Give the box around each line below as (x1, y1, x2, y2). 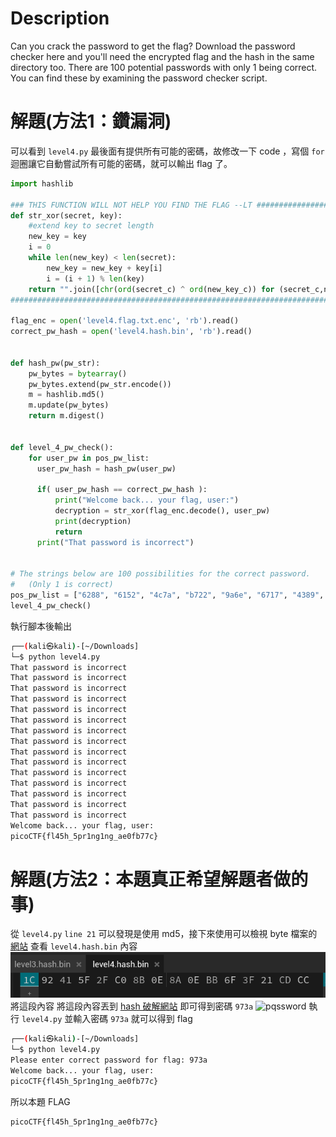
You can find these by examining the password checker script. (10, 72, 268, 84)
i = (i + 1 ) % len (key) (46, 273, 145, 284)
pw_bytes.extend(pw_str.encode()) (28, 379, 172, 389)
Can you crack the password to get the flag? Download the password (10, 40, 296, 52)
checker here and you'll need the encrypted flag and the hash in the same (10, 50, 315, 62)
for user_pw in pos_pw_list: (28, 453, 150, 463)
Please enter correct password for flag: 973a (10, 1055, 208, 1066)
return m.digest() (28, 411, 105, 421)
